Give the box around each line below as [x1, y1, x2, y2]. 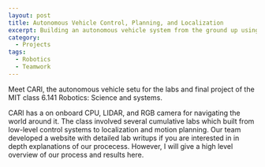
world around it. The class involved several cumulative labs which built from [8, 116, 255, 126]
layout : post [8, 11, 51, 20]
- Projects [15, 41, 51, 49]
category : [8, 33, 41, 42]
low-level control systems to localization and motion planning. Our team [8, 124, 241, 134]
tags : [8, 48, 26, 56]
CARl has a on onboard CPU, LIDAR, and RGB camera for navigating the [8, 108, 241, 117]
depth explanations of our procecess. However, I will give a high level [8, 141, 233, 150]
